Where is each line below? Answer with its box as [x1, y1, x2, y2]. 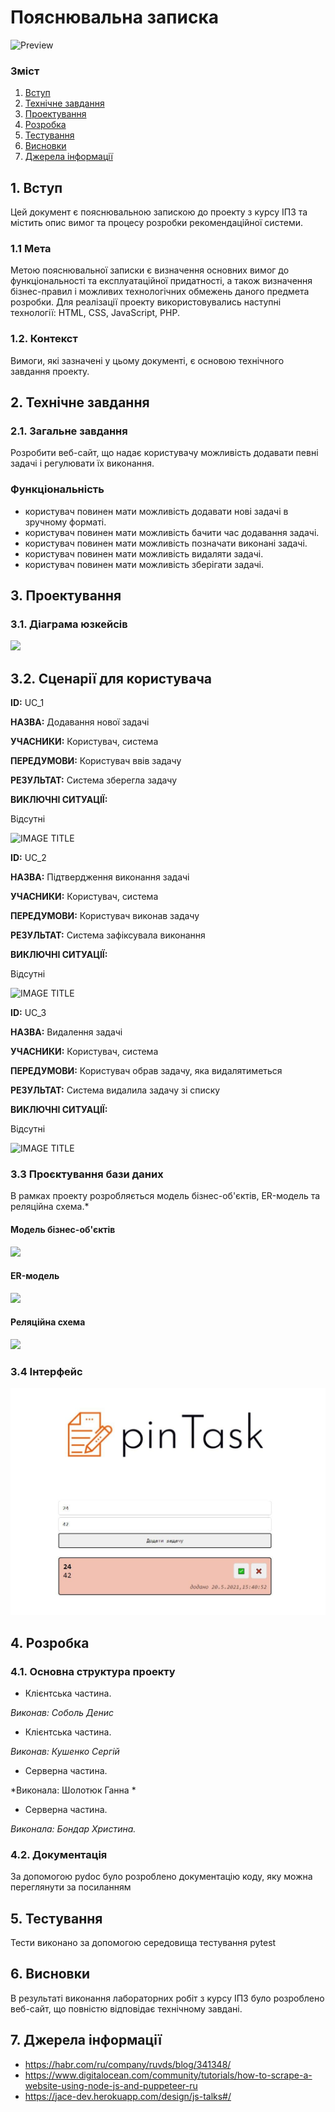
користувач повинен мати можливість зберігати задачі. [24, 558, 265, 570]
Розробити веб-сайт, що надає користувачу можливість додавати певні [10, 447, 319, 459]
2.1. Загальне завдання [10, 424, 128, 438]
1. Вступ [10, 179, 63, 196]
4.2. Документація [10, 1847, 108, 1861]
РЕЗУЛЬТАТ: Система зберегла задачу [10, 774, 178, 786]
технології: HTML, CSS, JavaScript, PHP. [10, 307, 180, 319]
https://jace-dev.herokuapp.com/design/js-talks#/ [24, 2090, 232, 2102]
